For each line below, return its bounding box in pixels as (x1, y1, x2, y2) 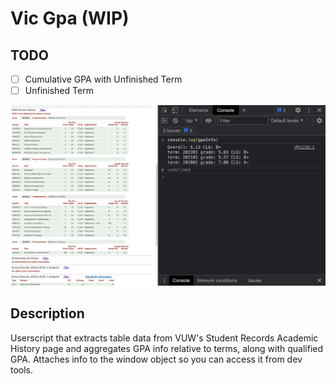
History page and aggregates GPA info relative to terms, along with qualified (10, 342, 324, 354)
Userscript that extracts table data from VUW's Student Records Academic (10, 332, 319, 344)
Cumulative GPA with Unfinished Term (24, 73, 183, 85)
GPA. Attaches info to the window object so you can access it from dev (10, 353, 303, 365)
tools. (10, 363, 34, 376)
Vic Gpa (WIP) (10, 7, 130, 30)
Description (10, 305, 85, 322)
